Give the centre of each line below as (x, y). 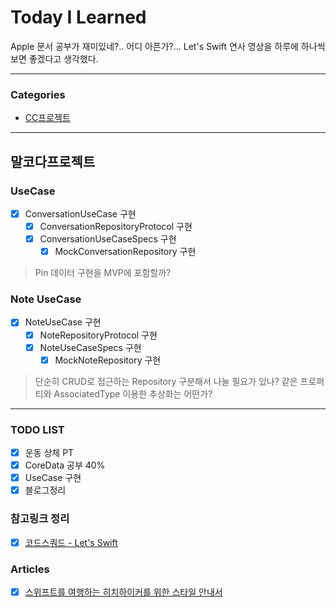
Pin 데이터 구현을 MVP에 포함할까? (103, 273)
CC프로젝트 (47, 118)
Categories (38, 94)
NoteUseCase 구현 (63, 322)
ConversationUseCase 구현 (80, 213)
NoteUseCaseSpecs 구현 (90, 347)
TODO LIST (37, 429)
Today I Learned (78, 17)
